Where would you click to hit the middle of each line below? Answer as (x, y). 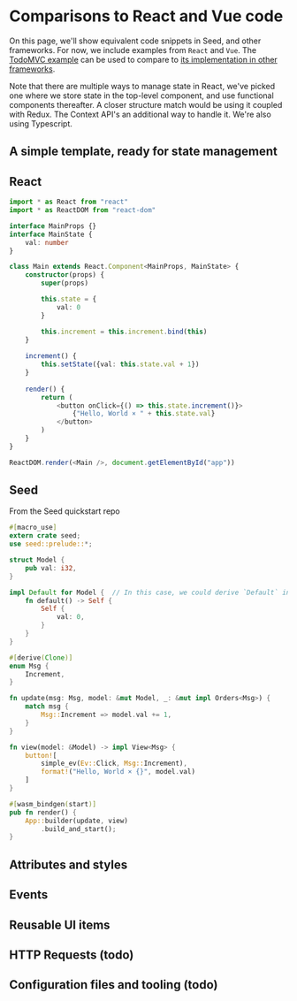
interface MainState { (51, 234)
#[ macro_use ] (33, 528)
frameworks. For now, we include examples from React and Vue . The (133, 50)
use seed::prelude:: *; (51, 544)
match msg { (47, 707)
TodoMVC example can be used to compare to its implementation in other (144, 59)
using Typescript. (41, 123)
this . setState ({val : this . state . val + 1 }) (120, 364)
